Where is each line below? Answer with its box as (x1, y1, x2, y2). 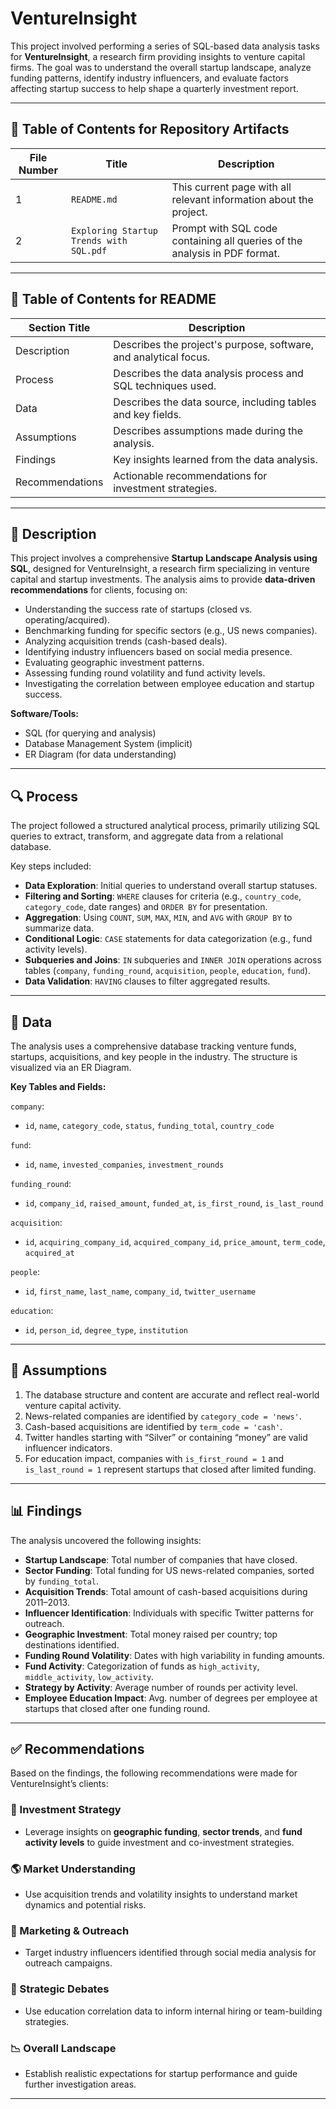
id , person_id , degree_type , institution (24, 1324, 189, 1336)
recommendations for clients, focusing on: (10, 584, 188, 596)
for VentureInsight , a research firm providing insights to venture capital (10, 50, 306, 62)
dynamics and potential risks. (24, 1899, 147, 1911)
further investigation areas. (24, 2078, 137, 2090)
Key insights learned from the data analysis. (113, 452, 318, 466)
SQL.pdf (70, 245, 108, 256)
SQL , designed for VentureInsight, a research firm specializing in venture (10, 563, 310, 575)
